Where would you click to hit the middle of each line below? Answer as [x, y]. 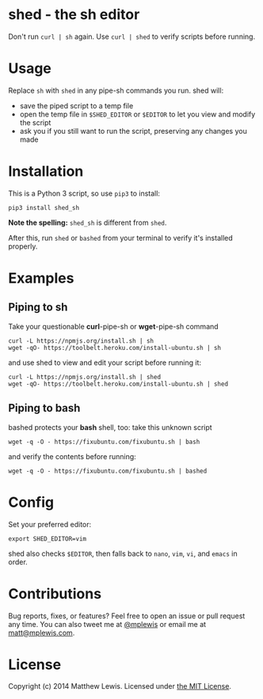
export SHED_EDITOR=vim [48, 539]
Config [31, 502]
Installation [46, 171]
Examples [41, 278]
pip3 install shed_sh [44, 207]
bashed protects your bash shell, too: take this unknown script [110, 427]
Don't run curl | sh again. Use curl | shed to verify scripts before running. [132, 36]
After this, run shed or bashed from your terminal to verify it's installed [121, 237]
